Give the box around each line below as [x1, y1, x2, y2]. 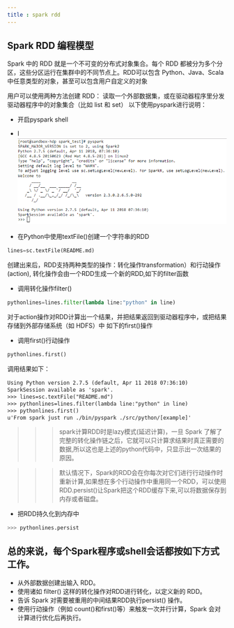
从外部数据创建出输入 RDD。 [17, 578, 100, 587]
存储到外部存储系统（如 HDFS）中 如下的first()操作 [7, 321, 153, 330]
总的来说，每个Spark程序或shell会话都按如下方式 [7, 546, 220, 557]
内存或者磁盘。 [58, 495, 102, 503]
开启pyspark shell [17, 115, 68, 124]
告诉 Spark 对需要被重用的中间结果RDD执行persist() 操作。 [17, 596, 187, 604]
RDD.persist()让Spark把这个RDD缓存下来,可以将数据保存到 [58, 485, 226, 494]
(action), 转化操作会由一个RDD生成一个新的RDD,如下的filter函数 [7, 270, 189, 278]
